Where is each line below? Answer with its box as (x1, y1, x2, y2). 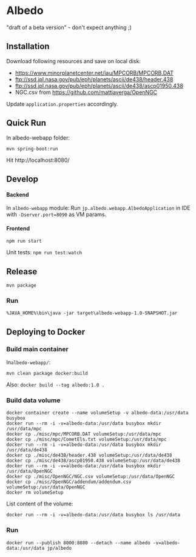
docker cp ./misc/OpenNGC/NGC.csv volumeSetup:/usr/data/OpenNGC (6, 474, 175, 480)
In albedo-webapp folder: (6, 134, 70, 141)
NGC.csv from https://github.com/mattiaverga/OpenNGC (15, 89, 158, 96)
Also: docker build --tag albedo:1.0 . (6, 381, 105, 388)
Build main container (6, 345, 69, 353)
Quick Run (6, 118, 47, 128)
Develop (6, 174, 38, 184)
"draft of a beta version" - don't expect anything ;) (6, 24, 132, 31)
